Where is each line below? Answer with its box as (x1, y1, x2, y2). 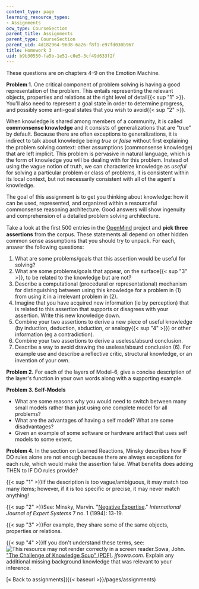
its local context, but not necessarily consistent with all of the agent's (6, 175, 176, 182)
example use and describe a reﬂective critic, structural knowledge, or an (14, 350, 192, 357)
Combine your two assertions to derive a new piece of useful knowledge (14, 318, 193, 325)
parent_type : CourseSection (6, 36, 76, 42)
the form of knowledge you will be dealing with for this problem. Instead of (6, 156, 189, 164)
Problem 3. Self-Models (6, 386, 66, 393)
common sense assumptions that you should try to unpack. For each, (6, 237, 176, 244)
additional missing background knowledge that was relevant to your (6, 557, 172, 565)
